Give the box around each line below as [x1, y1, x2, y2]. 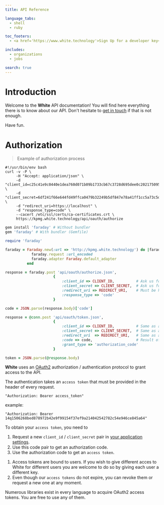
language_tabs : [5, 16, 36, 21]
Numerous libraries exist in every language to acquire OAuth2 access [5, 489, 144, 495]
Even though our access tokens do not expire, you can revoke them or [12, 475, 153, 481]
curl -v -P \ [5, 169, 32, 174]
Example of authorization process [17, 156, 85, 161]
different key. [12, 469, 39, 475]
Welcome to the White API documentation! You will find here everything [5, 102, 150, 108]
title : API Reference [5, 7, 49, 12]
